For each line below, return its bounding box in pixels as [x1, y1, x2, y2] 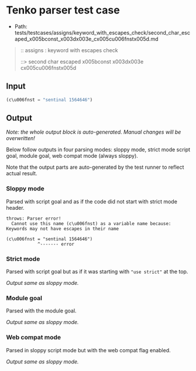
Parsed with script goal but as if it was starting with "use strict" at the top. [6, 268, 188, 275]
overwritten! [6, 135, 35, 142]
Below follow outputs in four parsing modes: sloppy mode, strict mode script [6, 146, 191, 153]
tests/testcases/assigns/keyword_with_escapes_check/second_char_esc [14, 29, 190, 36]
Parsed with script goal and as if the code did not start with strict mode [6, 198, 177, 205]
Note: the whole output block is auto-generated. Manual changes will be [6, 128, 181, 135]
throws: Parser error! [6, 215, 61, 222]
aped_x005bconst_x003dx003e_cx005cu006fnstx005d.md [14, 35, 159, 42]
